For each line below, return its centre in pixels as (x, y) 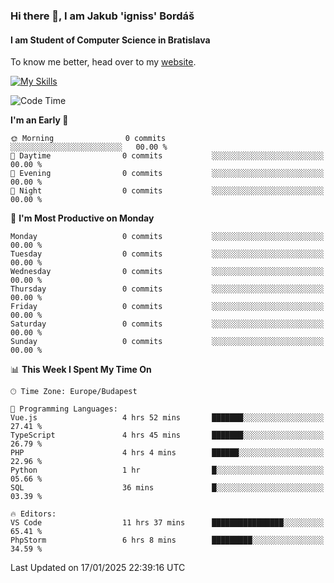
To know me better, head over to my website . (103, 62)
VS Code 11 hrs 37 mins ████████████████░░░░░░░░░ (167, 523)
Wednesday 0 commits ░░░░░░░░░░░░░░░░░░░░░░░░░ (167, 272)
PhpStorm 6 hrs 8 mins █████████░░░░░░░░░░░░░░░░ (167, 540)
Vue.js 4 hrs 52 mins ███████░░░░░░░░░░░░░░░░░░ (167, 418)
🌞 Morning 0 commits (88, 139)
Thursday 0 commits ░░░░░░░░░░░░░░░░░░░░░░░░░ (167, 289)
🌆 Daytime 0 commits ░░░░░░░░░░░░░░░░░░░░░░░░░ (167, 156)
